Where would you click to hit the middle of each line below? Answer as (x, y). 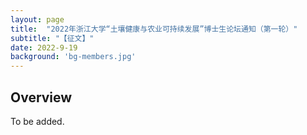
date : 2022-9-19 (44, 47)
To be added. (37, 121)
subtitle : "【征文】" (52, 38)
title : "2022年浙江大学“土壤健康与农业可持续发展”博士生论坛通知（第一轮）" (154, 29)
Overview (41, 97)
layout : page (37, 19)
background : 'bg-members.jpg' (73, 57)
